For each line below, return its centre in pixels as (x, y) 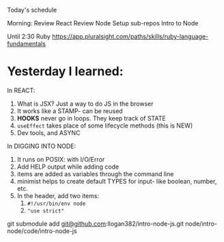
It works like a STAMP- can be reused (70, 111)
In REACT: (21, 90)
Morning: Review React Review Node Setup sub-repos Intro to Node (103, 23)
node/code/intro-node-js (42, 231)
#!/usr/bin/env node (56, 204)
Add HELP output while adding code (68, 167)
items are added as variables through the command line (95, 173)
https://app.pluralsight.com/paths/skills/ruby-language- (130, 36)
